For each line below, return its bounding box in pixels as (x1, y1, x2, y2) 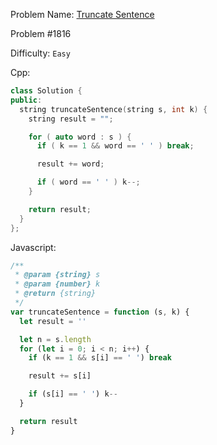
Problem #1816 (10, 28, 72, 39)
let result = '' (19, 316, 87, 326)
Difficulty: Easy (10, 47, 71, 59)
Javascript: (10, 241, 57, 253)
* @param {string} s (14, 270, 101, 280)
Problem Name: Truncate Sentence (10, 9, 155, 20)
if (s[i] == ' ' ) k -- (28, 389, 118, 399)
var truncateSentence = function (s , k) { (10, 307, 190, 317)
